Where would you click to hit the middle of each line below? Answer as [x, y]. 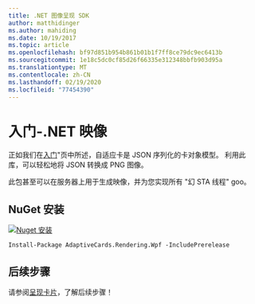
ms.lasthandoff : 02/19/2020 [55, 82]
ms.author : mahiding [43, 30]
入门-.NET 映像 [58, 131]
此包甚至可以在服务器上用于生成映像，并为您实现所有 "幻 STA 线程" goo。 [129, 182]
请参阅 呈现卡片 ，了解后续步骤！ [61, 292]
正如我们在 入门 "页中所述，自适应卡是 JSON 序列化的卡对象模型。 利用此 [127, 155]
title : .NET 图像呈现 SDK [49, 16]
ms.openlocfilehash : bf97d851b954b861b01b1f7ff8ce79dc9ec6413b [116, 53]
